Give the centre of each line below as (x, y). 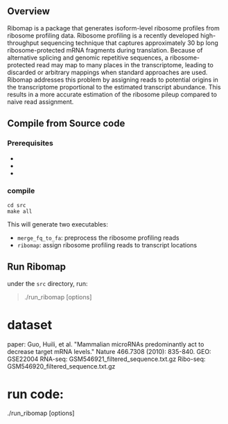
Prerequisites (30, 143)
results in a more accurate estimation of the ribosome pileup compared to (112, 94)
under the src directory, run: (47, 283)
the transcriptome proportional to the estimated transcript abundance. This (114, 87)
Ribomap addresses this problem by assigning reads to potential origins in (113, 80)
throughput (23, 43)
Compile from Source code (66, 124)
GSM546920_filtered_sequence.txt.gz (61, 366)
